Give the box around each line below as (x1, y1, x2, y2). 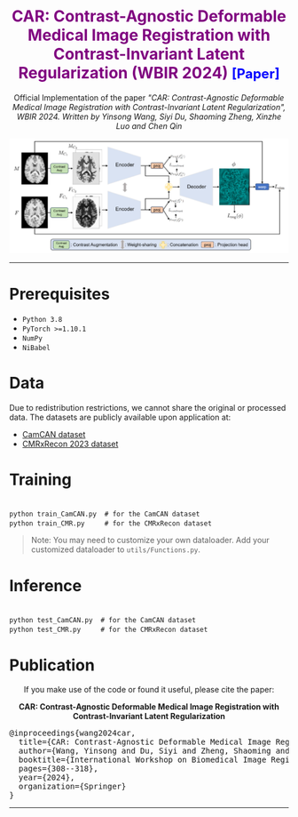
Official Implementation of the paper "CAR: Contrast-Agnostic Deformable (13, 92, 285, 103)
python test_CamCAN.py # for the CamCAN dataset (9, 616, 197, 625)
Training (9, 469, 73, 490)
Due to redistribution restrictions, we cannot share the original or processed (9, 402, 286, 413)
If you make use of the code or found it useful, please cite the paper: (23, 685, 275, 695)
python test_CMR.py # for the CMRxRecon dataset (9, 625, 208, 635)
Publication (9, 655, 95, 675)
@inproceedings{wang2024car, (9, 728, 136, 739)
